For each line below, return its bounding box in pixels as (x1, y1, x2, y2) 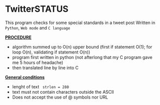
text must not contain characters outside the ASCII (12, 89, 114, 95)
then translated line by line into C (12, 65, 79, 71)
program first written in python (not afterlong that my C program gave (12, 54, 153, 60)
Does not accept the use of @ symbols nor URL (12, 94, 109, 100)
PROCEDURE (5, 34, 32, 40)
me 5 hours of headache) (12, 59, 64, 65)
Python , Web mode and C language (5, 25, 70, 30)
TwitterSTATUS (5, 3, 69, 15)
